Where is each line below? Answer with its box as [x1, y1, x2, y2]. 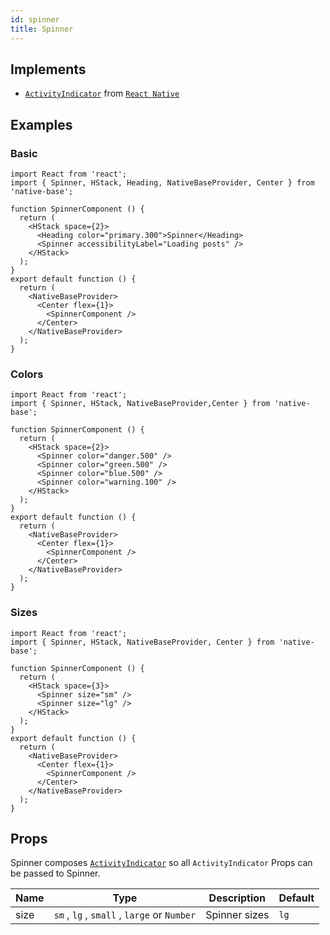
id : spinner [10, 14, 60, 25]
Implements [10, 61, 87, 78]
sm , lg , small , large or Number [53, 908, 197, 922]
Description [208, 891, 267, 905]
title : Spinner [10, 24, 74, 34]
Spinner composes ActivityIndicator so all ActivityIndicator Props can [10, 857, 313, 869]
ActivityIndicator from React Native [24, 87, 180, 100]
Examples [10, 116, 73, 133]
